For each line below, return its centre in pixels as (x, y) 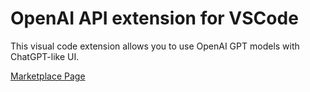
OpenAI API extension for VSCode (154, 18)
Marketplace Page (48, 76)
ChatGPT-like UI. (45, 56)
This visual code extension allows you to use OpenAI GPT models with (155, 46)
